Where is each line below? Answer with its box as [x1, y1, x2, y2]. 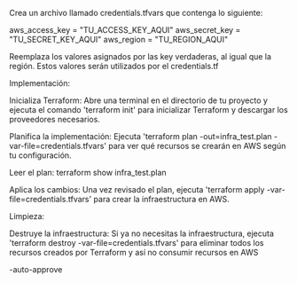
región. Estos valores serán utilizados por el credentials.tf [9, 61, 219, 71]
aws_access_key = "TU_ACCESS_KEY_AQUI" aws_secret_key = [9, 25, 241, 35]
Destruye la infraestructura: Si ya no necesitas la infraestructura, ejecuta [9, 228, 275, 239]
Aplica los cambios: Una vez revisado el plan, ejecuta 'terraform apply [9, 185, 265, 194]
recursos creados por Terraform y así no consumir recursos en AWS [9, 248, 259, 257]
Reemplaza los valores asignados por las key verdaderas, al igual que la [9, 51, 272, 61]
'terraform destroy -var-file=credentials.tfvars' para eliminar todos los [9, 238, 264, 248]
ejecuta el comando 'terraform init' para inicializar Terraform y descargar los [9, 105, 288, 114]
